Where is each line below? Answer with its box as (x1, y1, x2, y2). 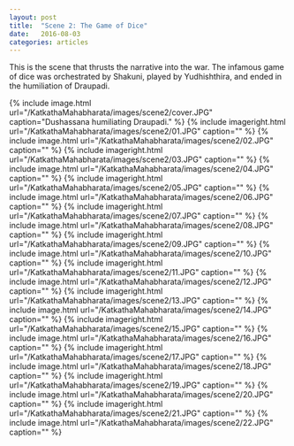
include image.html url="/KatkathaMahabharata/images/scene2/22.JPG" (9, 418, 274, 428)
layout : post (9, 12, 57, 22)
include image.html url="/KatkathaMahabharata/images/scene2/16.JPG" (9, 333, 272, 343)
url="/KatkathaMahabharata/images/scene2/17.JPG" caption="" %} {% (9, 351, 268, 363)
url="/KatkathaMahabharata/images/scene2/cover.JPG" (9, 107, 214, 118)
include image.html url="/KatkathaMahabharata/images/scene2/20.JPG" (9, 389, 274, 400)
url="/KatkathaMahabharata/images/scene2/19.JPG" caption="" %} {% (9, 380, 269, 390)
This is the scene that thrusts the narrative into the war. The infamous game (9, 62, 284, 73)
